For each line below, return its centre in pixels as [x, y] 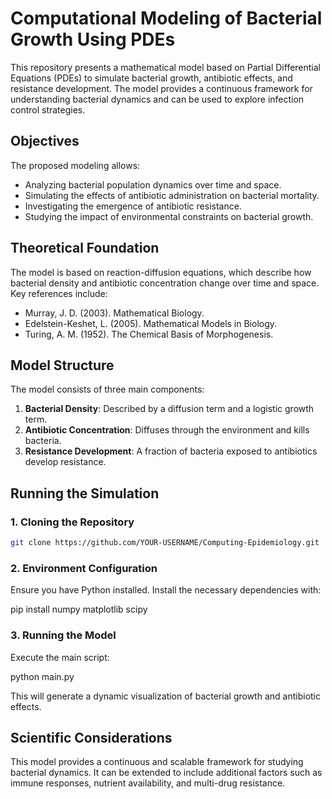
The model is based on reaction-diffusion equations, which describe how [161, 272]
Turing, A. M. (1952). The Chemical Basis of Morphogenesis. [149, 334]
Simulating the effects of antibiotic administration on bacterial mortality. [172, 195]
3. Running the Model [63, 635]
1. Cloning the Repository [72, 522]
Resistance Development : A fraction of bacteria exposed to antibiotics [171, 451]
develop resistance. [65, 462]
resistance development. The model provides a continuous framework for [161, 88]
